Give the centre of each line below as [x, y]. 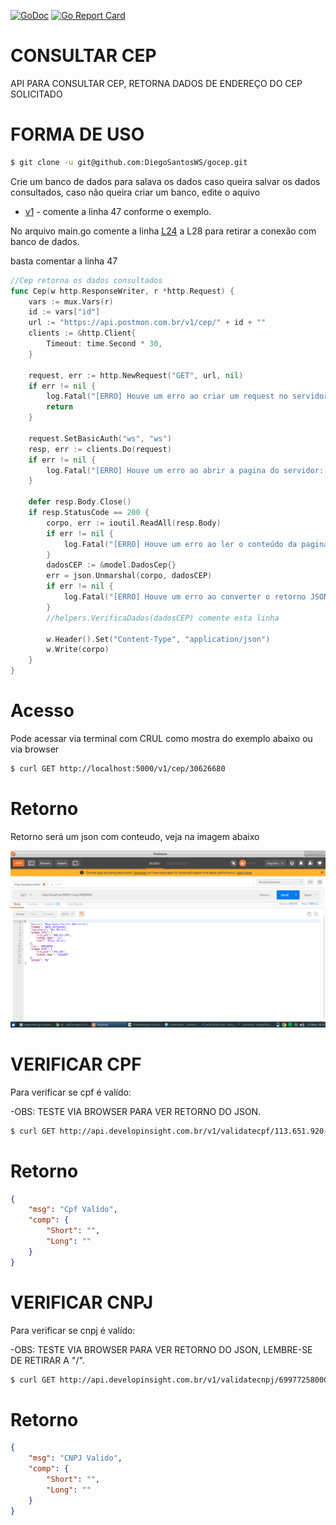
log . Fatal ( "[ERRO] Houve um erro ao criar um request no [167, 396]
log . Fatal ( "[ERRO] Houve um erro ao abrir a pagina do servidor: [185, 470]
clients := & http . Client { [82, 333]
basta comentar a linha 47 [64, 261]
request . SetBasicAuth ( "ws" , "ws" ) [100, 438]
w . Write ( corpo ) [78, 650]
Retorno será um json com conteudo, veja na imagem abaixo [135, 836]
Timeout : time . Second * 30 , [104, 344]
